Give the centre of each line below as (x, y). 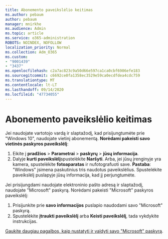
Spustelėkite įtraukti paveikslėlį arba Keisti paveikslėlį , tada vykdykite (86, 216)
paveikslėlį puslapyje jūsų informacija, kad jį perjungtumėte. (74, 175)
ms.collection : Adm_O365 (31, 52)
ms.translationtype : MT (30, 80)
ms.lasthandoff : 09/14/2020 (35, 89)
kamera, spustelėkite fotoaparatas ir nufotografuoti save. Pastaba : (82, 164)
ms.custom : (17, 57)
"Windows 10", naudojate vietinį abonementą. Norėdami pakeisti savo (78, 139)
